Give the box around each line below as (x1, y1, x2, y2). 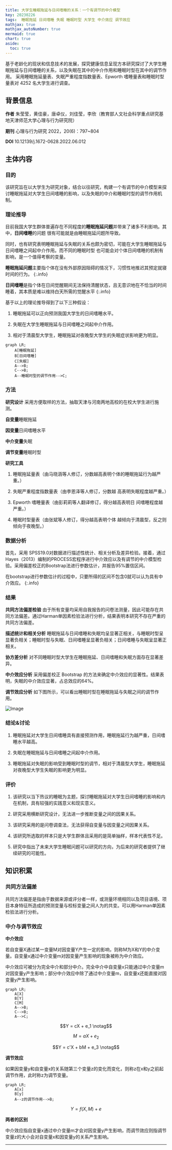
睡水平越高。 (12, 738, 40, 744)
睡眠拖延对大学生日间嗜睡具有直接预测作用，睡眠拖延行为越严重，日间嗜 (12, 732, 165, 738)
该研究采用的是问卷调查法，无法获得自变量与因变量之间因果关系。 (12, 822, 152, 828)
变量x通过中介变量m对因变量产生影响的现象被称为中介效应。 (18, 953, 146, 959)
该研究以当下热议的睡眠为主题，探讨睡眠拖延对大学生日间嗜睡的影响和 (12, 793, 161, 799)
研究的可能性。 (17, 850, 49, 856)
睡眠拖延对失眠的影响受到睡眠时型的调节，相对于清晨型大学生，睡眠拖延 (12, 760, 165, 766)
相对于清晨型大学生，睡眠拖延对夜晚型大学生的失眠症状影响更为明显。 (12, 332, 161, 338)
